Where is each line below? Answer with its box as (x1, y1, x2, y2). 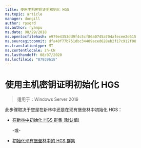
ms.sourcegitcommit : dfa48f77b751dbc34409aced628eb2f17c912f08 (5, 39, 137, 44)
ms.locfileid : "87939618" (5, 57, 58, 62)
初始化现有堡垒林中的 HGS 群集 (12, 138, 76, 144)
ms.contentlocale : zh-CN (5, 48, 56, 53)
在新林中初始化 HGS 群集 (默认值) (12, 117, 80, 123)
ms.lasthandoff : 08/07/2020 (5, 52, 62, 57)
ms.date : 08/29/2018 (5, 30, 47, 35)
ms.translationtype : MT (5, 43, 54, 48)
